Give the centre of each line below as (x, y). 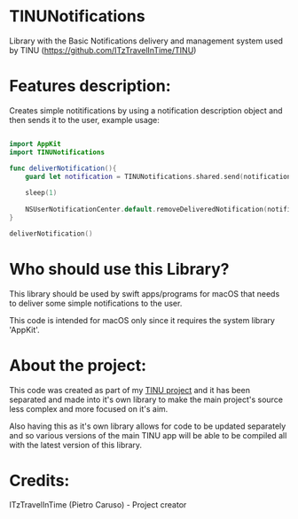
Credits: (39, 480)
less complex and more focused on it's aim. (89, 408)
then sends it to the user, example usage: (84, 120)
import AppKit (35, 143)
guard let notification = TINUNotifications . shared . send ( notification (158, 176)
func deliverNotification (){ (63, 168)
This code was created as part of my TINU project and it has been (130, 390)
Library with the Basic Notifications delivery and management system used (146, 41)
